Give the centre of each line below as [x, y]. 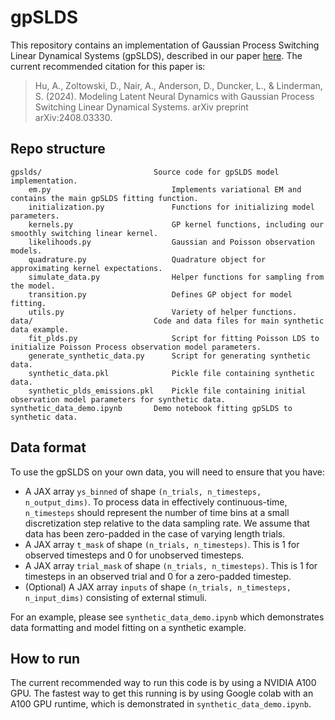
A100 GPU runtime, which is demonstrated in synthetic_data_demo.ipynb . [161, 704]
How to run [45, 658]
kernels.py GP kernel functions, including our [176, 224]
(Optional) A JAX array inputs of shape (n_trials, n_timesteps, [158, 587]
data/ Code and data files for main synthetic [167, 321]
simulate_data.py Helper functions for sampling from [176, 277]
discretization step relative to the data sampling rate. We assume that [167, 523]
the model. [33, 286]
